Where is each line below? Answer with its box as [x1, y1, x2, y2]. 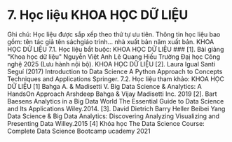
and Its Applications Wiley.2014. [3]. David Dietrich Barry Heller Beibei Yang [7, 104, 226, 113]
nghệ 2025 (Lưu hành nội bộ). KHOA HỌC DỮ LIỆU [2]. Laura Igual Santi [7, 59, 216, 68]
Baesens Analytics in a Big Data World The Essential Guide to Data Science [7, 97, 224, 105]
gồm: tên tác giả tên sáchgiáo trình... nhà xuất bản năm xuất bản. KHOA [7, 37, 214, 45]
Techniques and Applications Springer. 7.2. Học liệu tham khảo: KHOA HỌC [7, 74, 224, 83]
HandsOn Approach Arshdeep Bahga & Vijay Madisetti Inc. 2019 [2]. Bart [7, 90, 217, 98]
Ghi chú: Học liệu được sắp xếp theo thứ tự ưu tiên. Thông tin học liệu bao [7, 30, 221, 38]
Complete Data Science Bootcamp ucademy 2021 [7, 127, 151, 135]
